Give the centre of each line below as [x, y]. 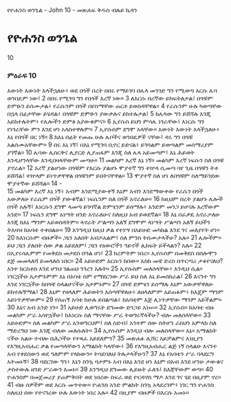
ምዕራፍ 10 [22, 75]
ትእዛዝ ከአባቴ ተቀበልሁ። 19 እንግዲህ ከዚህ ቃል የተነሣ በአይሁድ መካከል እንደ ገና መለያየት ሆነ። [113, 230]
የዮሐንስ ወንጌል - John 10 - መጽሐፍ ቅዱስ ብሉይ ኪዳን [72, 10]
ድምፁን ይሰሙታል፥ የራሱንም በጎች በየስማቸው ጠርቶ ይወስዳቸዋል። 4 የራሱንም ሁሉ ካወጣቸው [114, 106]
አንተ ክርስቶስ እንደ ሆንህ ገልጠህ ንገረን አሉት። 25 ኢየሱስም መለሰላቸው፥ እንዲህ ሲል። [105, 268]
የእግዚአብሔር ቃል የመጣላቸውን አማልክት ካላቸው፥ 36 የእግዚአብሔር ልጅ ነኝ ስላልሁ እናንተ [112, 346]
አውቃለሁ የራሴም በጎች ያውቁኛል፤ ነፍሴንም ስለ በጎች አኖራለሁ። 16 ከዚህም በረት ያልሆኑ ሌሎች [115, 199]
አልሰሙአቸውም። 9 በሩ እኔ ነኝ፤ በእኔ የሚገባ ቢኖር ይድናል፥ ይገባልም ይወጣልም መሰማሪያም [110, 145]
